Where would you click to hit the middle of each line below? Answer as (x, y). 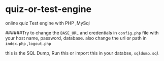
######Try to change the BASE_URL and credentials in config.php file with (82, 32)
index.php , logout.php (28, 43)
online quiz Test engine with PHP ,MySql (47, 23)
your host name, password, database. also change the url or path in (76, 38)
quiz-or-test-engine (48, 9)
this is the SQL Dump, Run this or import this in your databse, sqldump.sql (82, 53)
